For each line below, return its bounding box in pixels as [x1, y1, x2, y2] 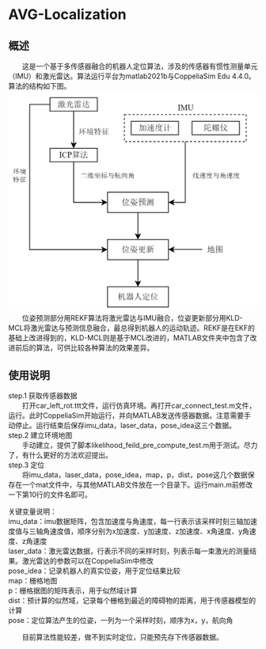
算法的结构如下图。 [8, 82, 71, 90]
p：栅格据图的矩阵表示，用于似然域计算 [8, 586, 138, 595]
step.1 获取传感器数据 [8, 391, 78, 400]
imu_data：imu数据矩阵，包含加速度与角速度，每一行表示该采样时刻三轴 [8, 517, 244, 526]
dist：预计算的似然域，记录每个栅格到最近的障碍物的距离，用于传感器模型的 [8, 596, 256, 605]
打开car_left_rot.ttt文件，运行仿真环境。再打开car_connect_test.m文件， [22, 401, 256, 411]
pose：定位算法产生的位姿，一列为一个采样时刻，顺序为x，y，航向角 [8, 616, 234, 625]
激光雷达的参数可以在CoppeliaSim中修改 [21, 556, 154, 566]
